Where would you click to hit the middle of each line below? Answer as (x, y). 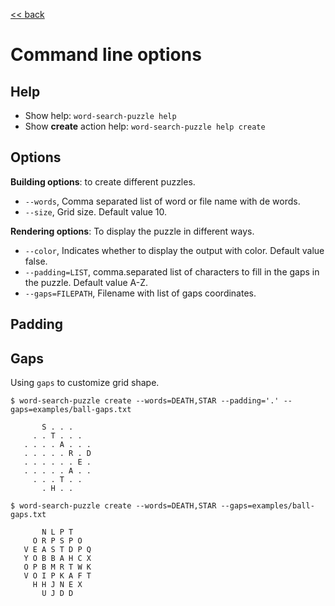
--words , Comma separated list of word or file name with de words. (162, 201)
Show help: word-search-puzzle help (100, 115)
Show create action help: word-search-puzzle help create (145, 126)
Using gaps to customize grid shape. (85, 383)
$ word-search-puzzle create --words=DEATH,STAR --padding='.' (145, 401)
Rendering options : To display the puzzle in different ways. (132, 231)
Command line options (106, 55)
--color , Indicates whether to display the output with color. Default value (174, 250)
